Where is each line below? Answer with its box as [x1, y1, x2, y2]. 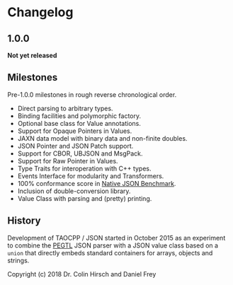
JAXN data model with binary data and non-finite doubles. [17, 134, 188, 142]
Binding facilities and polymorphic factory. [17, 111, 142, 120]
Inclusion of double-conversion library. [17, 187, 131, 195]
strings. [7, 256, 30, 264]
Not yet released [7, 51, 57, 59]
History [7, 215, 41, 227]
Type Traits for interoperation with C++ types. [17, 164, 152, 173]
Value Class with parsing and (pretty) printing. [17, 194, 152, 202]
